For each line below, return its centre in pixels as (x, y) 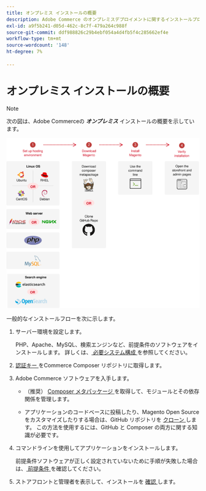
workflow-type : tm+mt (34, 39)
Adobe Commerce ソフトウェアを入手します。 (74, 378)
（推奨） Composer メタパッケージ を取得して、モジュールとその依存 (112, 391)
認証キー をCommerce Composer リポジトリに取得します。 (90, 365)
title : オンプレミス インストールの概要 (51, 13)
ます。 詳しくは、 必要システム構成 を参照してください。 (119, 352)
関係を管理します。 (48, 399)
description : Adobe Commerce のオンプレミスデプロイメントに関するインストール (100, 19)
